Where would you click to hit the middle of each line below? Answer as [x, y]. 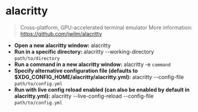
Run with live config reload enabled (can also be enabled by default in [102, 89]
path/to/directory [37, 58]
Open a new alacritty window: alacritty [62, 45]
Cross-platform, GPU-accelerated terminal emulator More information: [106, 27]
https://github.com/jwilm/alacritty [61, 33]
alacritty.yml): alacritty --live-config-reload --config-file [84, 96]
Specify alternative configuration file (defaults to [76, 70]
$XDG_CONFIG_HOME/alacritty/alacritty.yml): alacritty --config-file [99, 77]
